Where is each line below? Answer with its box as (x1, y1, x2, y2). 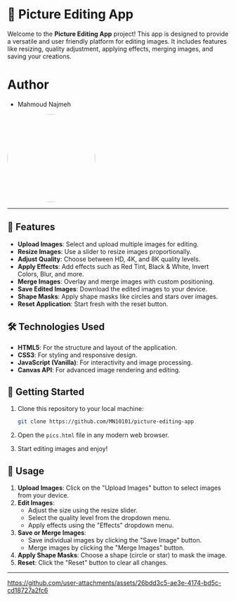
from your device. (17, 491, 70, 499)
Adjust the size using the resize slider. (27, 506, 138, 514)
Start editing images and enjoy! (17, 445, 108, 453)
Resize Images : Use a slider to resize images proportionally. (17, 247, 192, 255)
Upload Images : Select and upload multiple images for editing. (17, 239, 199, 248)
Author (7, 77, 49, 93)
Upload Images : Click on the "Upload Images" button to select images (17, 483, 221, 492)
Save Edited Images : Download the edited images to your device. (17, 284, 208, 293)
